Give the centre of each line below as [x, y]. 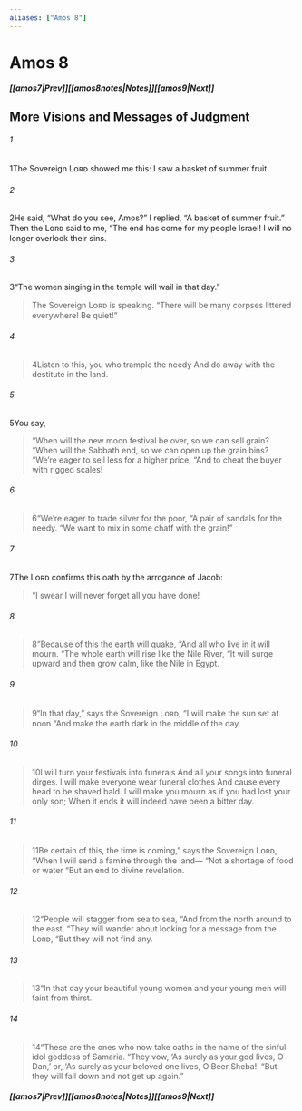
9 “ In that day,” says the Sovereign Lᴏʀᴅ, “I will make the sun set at [155, 713]
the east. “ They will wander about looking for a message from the [154, 929]
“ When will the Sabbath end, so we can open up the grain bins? [150, 450]
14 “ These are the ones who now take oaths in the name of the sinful [159, 1047]
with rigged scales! [67, 469]
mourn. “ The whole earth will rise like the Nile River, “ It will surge [152, 654]
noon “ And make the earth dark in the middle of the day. [136, 723]
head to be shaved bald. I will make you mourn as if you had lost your [161, 791]
